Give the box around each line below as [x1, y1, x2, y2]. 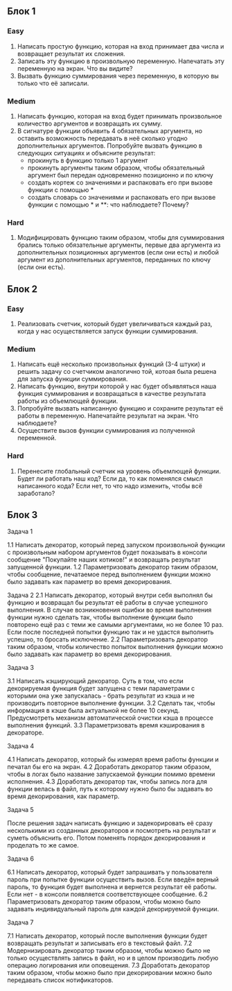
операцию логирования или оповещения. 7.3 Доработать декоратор [7, 961, 210, 970]
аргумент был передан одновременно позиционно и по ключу [27, 171, 213, 179]
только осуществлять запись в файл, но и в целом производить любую [7, 954, 219, 963]
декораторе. [7, 728, 44, 737]
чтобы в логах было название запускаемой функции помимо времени [7, 770, 215, 779]
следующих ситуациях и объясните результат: [17, 148, 156, 157]
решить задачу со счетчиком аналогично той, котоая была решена [17, 368, 217, 376]
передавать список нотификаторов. [7, 976, 114, 984]
